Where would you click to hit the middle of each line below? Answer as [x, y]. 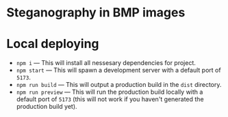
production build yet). [47, 107]
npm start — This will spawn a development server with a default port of [118, 70]
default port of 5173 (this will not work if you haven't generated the [110, 99]
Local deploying [53, 44]
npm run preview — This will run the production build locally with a [110, 92]
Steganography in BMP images [96, 13]
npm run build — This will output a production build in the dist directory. [119, 85]
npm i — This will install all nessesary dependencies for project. [106, 63]
